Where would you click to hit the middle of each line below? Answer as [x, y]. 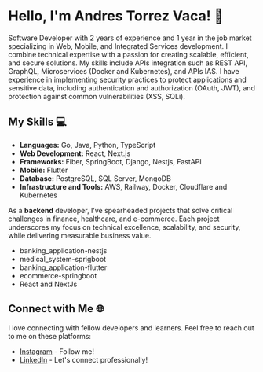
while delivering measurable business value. [80, 235]
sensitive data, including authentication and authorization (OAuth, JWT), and [131, 88]
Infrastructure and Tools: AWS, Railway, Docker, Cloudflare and [123, 186]
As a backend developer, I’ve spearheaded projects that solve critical [121, 210]
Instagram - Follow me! [57, 351]
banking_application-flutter [63, 267]
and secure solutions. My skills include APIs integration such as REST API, [128, 63]
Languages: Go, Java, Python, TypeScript [88, 145]
